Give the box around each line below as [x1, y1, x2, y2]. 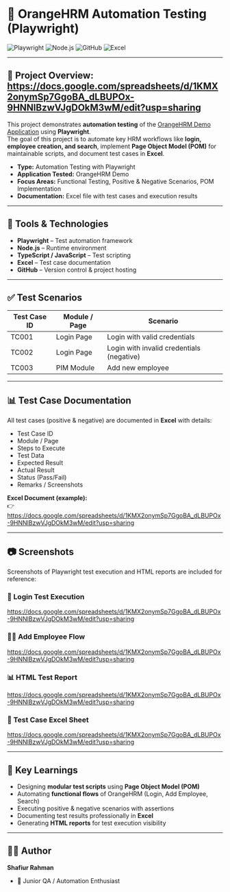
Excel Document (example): [7, 494, 88, 502]
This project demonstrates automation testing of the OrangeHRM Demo [7, 120, 211, 128]
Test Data [16, 451, 44, 460]
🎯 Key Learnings [7, 764, 79, 776]
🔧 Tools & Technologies [7, 218, 109, 230]
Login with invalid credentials [107, 343, 201, 353]
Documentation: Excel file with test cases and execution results [16, 191, 198, 200]
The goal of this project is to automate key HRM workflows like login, [7, 134, 202, 143]
